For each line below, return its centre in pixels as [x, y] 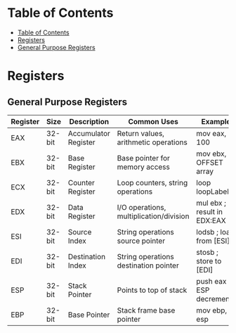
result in [210, 211]
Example [216, 121]
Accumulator [89, 133]
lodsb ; [208, 232]
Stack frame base [146, 310]
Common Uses [153, 121]
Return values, [141, 133]
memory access [143, 167]
